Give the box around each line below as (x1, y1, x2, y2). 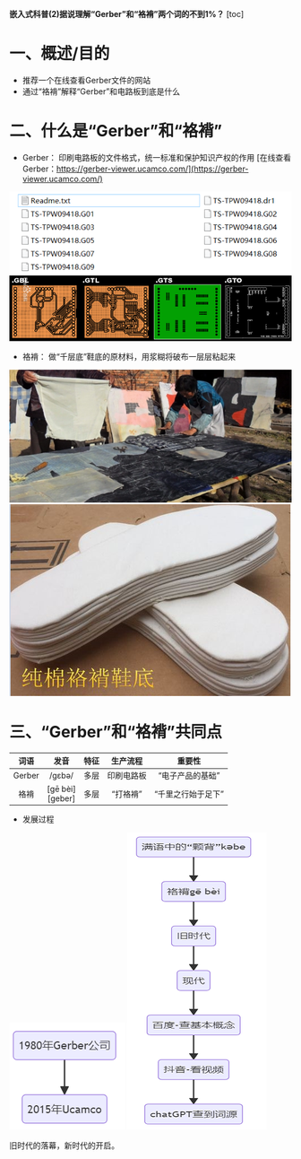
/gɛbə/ (48, 770, 74, 780)
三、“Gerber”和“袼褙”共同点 (9, 721, 222, 742)
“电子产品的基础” (158, 771, 221, 781)
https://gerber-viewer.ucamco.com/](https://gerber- (56, 163, 249, 174)
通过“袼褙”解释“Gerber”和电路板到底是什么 (21, 85, 181, 97)
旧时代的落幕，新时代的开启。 (9, 1140, 119, 1151)
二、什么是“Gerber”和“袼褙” (9, 121, 222, 142)
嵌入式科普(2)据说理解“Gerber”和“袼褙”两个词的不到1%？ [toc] (9, 9, 245, 19)
